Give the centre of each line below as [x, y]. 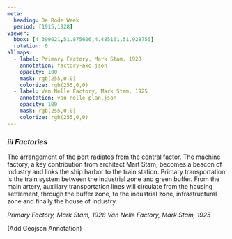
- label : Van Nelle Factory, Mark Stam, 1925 [81, 91]
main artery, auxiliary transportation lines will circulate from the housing [110, 186]
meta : [15, 14]
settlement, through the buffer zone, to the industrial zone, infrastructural [112, 194]
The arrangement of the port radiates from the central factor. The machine [114, 157]
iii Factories [28, 141]
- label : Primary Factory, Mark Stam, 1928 [77, 59]
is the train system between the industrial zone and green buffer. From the [114, 179]
